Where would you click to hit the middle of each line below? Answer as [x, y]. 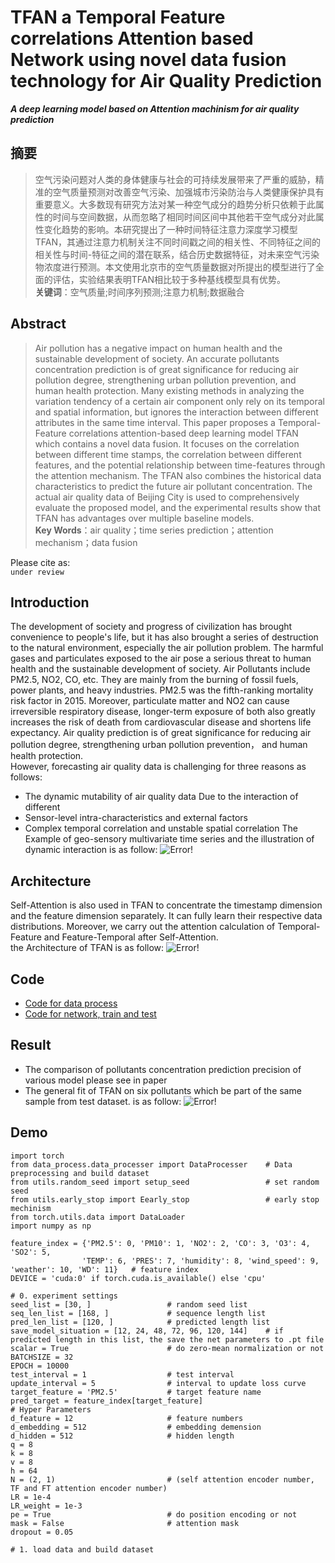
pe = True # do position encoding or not [154, 1514]
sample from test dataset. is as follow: [103, 1101]
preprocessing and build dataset [80, 1173]
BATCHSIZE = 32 [42, 1357]
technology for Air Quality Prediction [166, 81]
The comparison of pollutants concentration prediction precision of [163, 1069]
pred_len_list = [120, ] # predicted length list [140, 1322]
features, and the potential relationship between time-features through [180, 465]
